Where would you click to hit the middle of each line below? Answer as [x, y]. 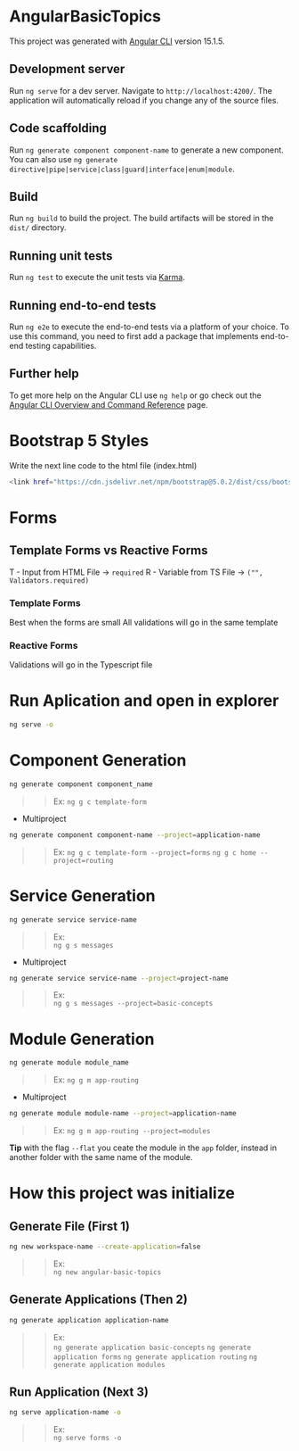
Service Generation [82, 895]
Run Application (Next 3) [79, 1393]
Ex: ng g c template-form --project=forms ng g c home [155, 852]
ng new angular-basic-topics [107, 1272]
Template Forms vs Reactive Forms [109, 551]
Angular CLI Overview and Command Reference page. [109, 404]
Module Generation [82, 1039]
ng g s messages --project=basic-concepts [133, 1004]
